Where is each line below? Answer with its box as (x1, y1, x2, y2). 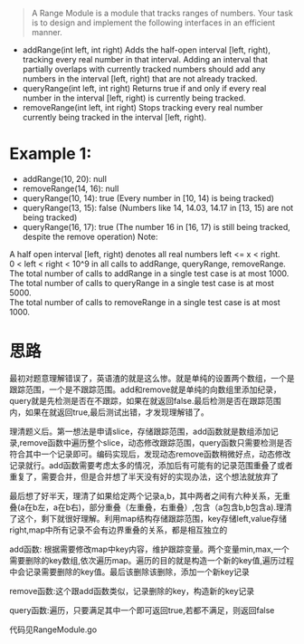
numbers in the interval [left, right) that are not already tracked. (22, 73, 258, 84)
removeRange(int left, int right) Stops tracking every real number (22, 102, 264, 112)
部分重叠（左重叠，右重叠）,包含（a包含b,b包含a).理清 (89, 502, 292, 513)
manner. (31, 27, 63, 37)
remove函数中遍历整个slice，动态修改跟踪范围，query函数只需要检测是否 (19, 437, 293, 447)
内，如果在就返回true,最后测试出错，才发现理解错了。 (9, 407, 210, 418)
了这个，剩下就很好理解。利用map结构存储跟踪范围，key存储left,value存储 (9, 513, 288, 524)
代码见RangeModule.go (9, 624, 98, 635)
